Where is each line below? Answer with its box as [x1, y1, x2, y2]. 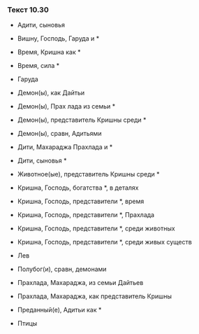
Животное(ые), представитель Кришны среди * [17, 170, 160, 179]
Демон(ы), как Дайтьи [17, 89, 85, 97]
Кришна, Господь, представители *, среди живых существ [17, 238, 192, 246]
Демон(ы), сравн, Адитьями [17, 130, 102, 138]
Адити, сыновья [17, 21, 65, 29]
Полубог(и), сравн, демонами [17, 265, 107, 274]
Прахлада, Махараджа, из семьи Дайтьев [17, 279, 144, 287]
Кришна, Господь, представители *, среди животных [17, 224, 176, 232]
